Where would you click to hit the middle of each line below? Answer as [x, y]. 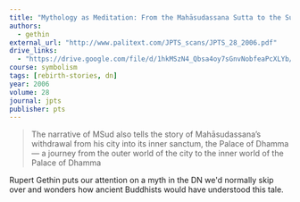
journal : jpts [36, 101]
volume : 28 [29, 92]
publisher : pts [37, 109]
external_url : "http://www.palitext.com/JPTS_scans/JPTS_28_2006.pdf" [143, 42]
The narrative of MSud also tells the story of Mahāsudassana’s [146, 134]
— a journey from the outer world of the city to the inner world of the [157, 154]
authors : [25, 26]
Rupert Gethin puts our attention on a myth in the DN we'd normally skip [142, 181]
